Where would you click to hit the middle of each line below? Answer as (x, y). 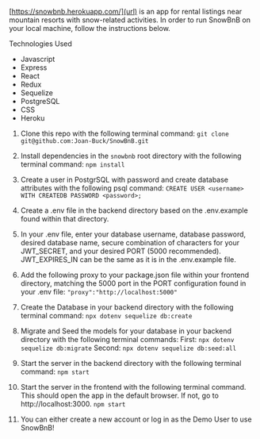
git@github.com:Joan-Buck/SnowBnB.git (84, 141)
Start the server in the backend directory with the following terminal (131, 363)
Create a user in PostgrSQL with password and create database (124, 179)
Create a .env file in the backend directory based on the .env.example (134, 210)
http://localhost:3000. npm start (73, 404)
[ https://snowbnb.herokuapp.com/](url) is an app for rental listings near (126, 12)
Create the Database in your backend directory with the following (127, 307)
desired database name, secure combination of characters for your (130, 243)
